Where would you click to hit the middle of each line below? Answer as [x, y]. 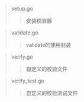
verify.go [22, 57]
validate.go [25, 33]
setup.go [22, 9]
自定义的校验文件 [47, 69]
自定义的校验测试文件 [52, 93]
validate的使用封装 [49, 45]
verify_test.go [28, 81]
